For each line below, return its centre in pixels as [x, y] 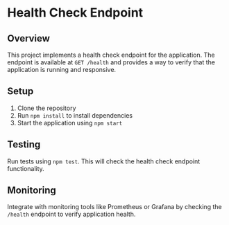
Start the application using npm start [70, 123]
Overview [29, 38]
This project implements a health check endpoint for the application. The [111, 55]
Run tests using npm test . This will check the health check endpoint [104, 161]
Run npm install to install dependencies [75, 115]
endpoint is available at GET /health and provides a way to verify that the [111, 62]
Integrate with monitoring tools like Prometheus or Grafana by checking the [114, 207]
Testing [24, 144]
